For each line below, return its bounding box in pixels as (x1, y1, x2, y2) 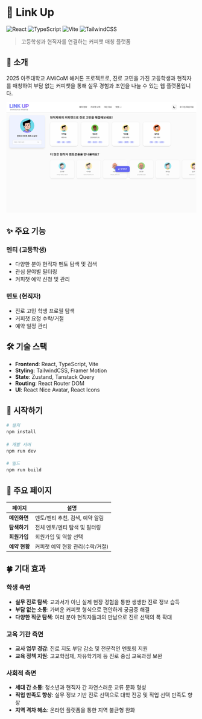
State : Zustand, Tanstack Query (14, 373, 95, 381)
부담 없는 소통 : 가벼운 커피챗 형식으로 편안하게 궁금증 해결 (14, 605, 150, 613)
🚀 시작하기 (6, 405, 43, 416)
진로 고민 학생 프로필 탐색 (14, 307, 75, 314)
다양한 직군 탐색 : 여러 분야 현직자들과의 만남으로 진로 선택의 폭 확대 (14, 613, 172, 621)
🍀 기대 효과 (6, 564, 46, 574)
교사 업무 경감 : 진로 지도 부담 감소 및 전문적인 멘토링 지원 (14, 645, 148, 652)
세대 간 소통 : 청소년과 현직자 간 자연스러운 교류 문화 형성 (14, 684, 147, 691)
